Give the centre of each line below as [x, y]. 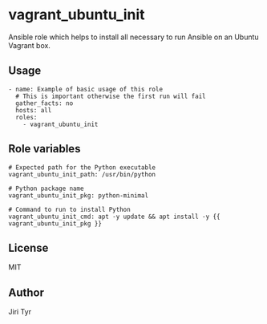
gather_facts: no [44, 103]
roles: [26, 117]
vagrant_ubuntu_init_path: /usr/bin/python [82, 174]
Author [26, 292]
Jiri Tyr [20, 312]
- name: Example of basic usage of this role [85, 89]
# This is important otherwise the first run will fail [111, 96]
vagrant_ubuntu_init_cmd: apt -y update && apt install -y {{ [114, 217]
